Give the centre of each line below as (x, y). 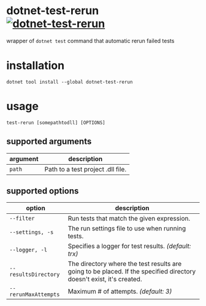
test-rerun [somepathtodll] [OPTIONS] (56, 123)
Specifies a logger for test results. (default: (129, 246)
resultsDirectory (35, 275)
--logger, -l (29, 250)
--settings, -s (32, 232)
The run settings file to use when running (127, 229)
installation (36, 66)
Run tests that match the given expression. (129, 219)
